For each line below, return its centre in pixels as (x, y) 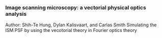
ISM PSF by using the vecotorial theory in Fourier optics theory (71, 30)
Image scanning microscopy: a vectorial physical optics (76, 8)
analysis (16, 14)
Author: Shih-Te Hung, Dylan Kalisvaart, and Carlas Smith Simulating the (81, 25)
